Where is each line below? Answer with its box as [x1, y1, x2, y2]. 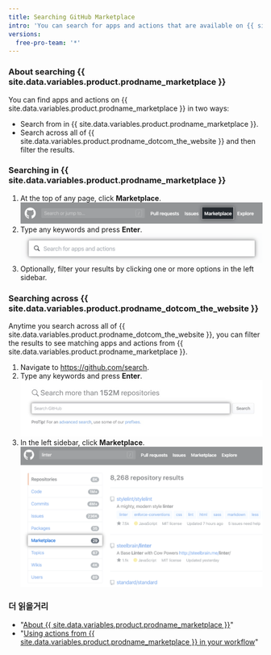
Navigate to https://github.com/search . [19, 363, 149, 372]
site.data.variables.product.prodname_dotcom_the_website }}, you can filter [8, 330, 261, 339]
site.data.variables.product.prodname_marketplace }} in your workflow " [19, 636, 259, 646]
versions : [8, 30, 42, 38]
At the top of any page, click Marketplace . [19, 193, 161, 203]
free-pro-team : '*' [15, 39, 81, 47]
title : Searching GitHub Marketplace [8, 13, 135, 21]
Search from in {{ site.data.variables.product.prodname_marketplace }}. [19, 119, 259, 128]
